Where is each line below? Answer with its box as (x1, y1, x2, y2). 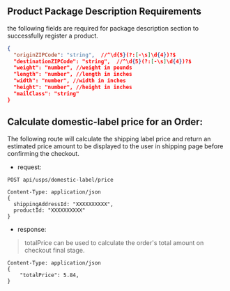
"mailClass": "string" (13, 90, 79, 97)
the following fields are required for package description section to (7, 24, 199, 32)
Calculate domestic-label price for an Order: (7, 116, 204, 128)
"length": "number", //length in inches (13, 71, 132, 78)
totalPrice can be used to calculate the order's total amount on (24, 238, 204, 246)
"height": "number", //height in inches (13, 84, 132, 91)
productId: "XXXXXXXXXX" (13, 207, 86, 214)
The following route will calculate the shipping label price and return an (7, 134, 211, 143)
